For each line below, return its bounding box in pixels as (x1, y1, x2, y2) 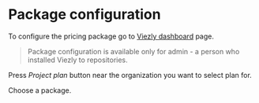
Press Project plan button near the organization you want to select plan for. (8, 70, 253, 79)
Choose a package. (8, 85, 72, 95)
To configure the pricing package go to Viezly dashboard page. (8, 31, 215, 41)
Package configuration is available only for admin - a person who (27, 46, 240, 56)
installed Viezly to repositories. (27, 55, 128, 64)
